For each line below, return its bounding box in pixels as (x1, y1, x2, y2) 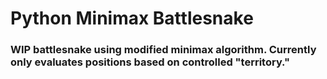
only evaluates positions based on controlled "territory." (10, 55, 290, 69)
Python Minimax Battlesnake (10, 7, 254, 30)
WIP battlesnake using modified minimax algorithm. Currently (10, 43, 317, 57)
